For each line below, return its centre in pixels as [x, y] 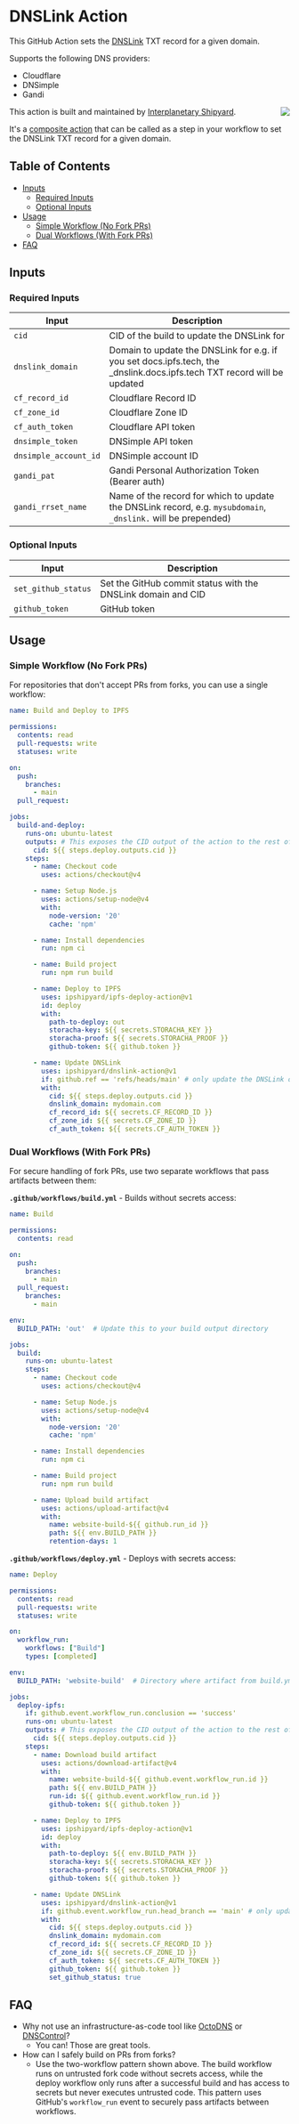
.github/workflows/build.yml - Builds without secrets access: [123, 1198]
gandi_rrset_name [50, 507]
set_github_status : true [95, 1977]
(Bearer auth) [137, 482]
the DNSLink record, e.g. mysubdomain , [188, 507]
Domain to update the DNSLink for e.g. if [193, 351]
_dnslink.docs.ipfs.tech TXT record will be [196, 373]
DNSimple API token [151, 442]
